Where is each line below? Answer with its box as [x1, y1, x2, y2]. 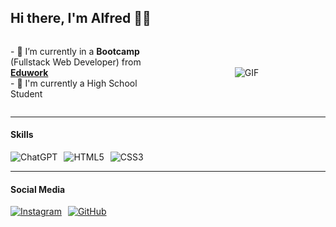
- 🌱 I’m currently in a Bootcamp [10, 45, 140, 57]
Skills [10, 129, 34, 141]
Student [10, 87, 43, 100]
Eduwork [10, 66, 49, 78]
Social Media [10, 183, 66, 195]
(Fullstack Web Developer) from [10, 56, 142, 68]
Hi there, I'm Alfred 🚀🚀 [10, 10, 152, 27]
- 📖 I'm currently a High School [10, 77, 138, 89]
